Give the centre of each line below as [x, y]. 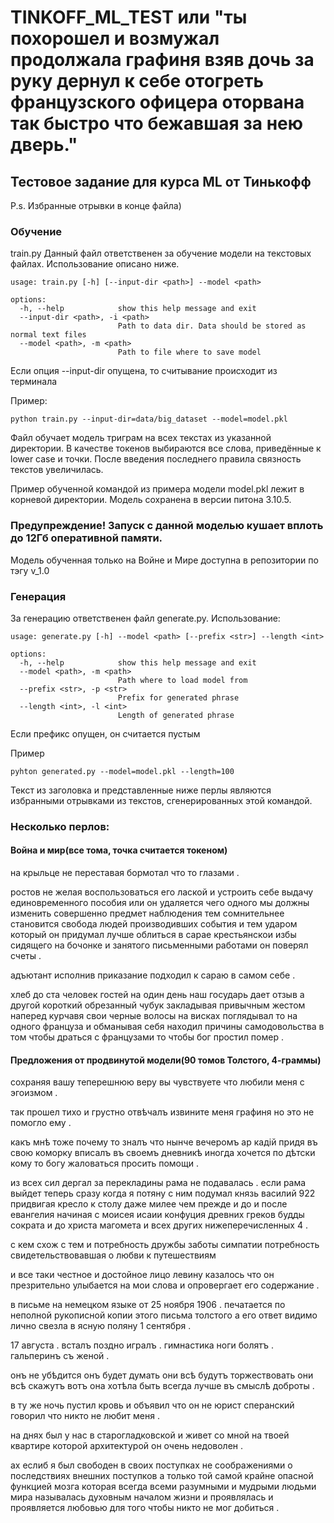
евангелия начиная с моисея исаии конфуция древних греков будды [157, 1215]
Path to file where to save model [189, 352]
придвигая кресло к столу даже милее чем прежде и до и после [149, 1204]
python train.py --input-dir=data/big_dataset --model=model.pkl [149, 419]
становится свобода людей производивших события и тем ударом [154, 924]
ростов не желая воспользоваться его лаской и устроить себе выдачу [162, 892]
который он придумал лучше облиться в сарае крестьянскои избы [153, 935]
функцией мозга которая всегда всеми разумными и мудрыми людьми [163, 1487]
